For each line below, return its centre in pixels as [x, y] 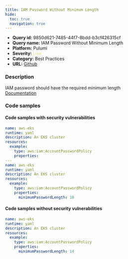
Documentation [21, 93]
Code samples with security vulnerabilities [50, 118]
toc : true [20, 19]
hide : [11, 14]
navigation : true [28, 24]
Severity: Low [27, 54]
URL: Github [25, 64]
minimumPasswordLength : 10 [46, 197]
